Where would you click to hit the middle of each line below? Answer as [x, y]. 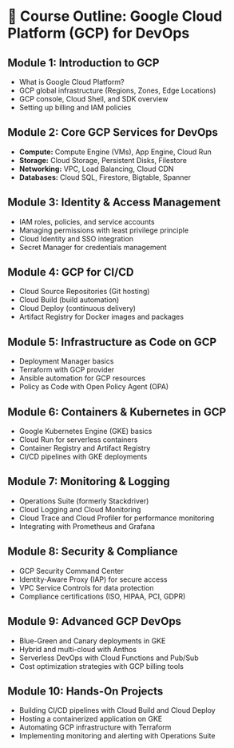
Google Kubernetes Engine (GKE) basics [85, 432]
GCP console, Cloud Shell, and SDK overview [93, 99]
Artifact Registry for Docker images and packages [101, 317]
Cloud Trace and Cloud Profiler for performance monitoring [117, 518]
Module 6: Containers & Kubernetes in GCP [117, 412]
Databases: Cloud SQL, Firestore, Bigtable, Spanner [105, 177]
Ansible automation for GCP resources [82, 378]
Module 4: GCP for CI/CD [71, 272]
